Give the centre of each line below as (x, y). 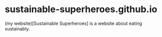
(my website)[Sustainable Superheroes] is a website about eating (74, 23)
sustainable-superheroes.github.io (81, 9)
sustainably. (17, 28)
